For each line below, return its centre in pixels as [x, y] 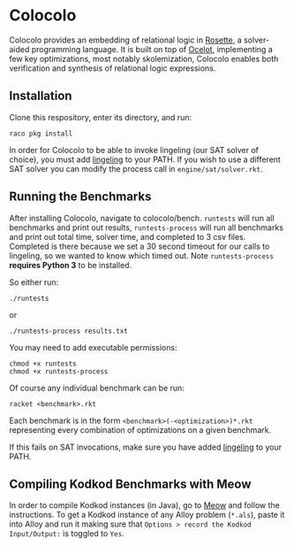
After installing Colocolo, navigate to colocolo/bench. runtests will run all [142, 218]
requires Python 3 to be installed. [71, 265]
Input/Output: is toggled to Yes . [67, 534]
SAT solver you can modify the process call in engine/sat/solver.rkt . [136, 168]
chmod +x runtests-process [59, 371]
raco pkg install [41, 134]
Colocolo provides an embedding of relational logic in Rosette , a [126, 40]
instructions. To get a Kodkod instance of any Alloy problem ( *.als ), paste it [147, 515]
